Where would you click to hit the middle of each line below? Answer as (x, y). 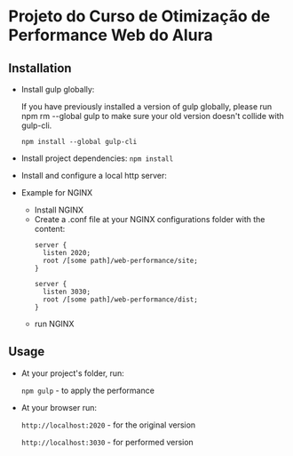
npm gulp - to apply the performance (87, 390)
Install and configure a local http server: (94, 176)
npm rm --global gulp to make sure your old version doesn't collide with (153, 116)
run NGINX (54, 324)
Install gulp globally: (58, 89)
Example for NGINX (57, 192)
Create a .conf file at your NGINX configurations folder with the (150, 219)
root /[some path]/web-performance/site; (120, 260)
